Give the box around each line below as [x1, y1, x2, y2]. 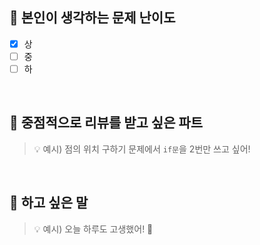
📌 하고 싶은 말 [9, 194, 89, 212]
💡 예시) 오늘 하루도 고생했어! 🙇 [33, 223, 154, 235]
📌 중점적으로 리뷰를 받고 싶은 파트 [9, 114, 204, 132]
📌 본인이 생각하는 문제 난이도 [9, 9, 176, 27]
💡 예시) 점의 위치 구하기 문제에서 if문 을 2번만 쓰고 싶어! [33, 143, 251, 155]
